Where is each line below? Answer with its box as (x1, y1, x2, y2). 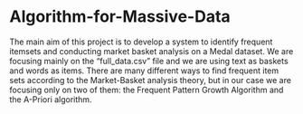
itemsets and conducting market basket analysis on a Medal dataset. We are (9, 45, 294, 56)
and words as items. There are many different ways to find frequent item (9, 65, 279, 76)
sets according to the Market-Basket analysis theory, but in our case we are (9, 74, 292, 85)
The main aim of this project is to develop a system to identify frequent (9, 36, 273, 47)
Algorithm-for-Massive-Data (9, 6, 231, 27)
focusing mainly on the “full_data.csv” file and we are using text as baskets (9, 55, 289, 66)
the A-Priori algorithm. (9, 93, 92, 105)
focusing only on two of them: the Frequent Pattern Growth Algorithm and (9, 84, 284, 95)
